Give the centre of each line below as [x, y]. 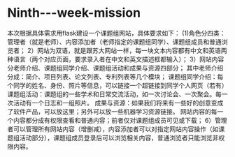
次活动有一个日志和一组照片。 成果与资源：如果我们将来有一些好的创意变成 [115, 103]
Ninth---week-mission [74, 13]
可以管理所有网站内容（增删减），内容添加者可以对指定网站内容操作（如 [116, 129]
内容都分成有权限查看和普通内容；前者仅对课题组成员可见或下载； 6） [114, 120]
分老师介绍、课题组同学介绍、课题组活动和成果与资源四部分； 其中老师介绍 [115, 68]
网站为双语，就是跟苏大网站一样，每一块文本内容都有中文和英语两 [132, 50]
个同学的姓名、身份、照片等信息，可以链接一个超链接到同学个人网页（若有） [117, 85]
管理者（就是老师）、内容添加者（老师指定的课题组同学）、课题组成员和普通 [114, 42]
